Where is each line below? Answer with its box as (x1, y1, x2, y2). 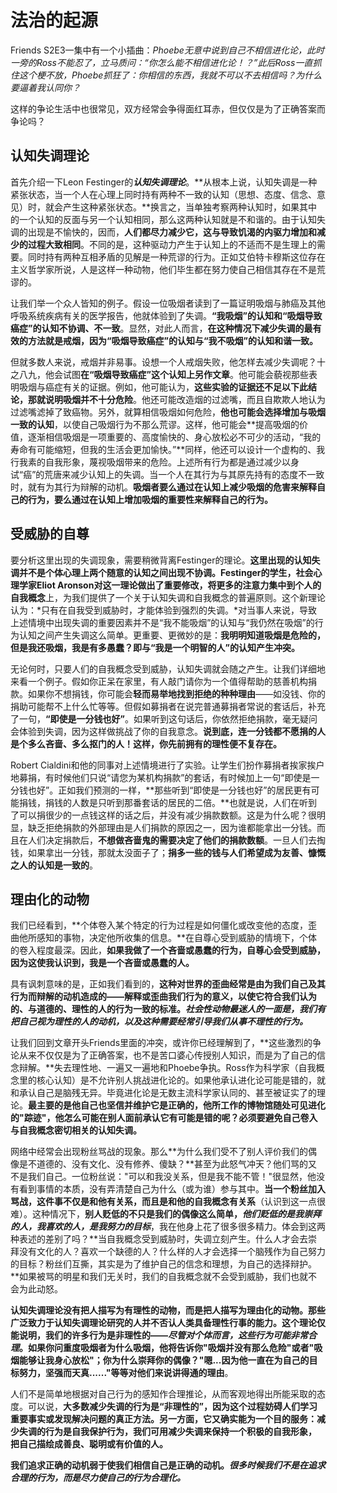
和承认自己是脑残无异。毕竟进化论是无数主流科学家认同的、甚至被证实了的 (10, 1087, 317, 1099)
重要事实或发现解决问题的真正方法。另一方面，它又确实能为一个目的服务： (10, 1413, 317, 1425)
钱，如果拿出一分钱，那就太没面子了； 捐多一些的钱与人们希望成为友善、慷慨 (10, 846, 326, 858)
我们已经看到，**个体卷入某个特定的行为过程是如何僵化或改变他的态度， (10, 919, 309, 931)
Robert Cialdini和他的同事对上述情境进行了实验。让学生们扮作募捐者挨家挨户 (10, 759, 325, 771)
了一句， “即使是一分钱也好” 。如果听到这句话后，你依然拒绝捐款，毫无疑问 (10, 712, 318, 725)
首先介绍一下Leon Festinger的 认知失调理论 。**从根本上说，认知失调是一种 (10, 176, 318, 188)
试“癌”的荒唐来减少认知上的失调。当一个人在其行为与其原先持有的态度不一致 (10, 468, 325, 480)
